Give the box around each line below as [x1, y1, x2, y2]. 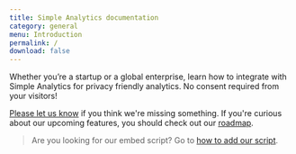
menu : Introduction [9, 30, 83, 39]
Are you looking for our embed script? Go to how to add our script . [31, 135, 279, 146]
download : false [9, 47, 70, 56]
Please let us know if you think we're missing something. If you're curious [9, 108, 283, 119]
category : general [9, 22, 78, 31]
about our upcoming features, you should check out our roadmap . [9, 118, 254, 129]
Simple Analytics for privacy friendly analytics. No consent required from [9, 81, 280, 92]
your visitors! [9, 91, 58, 102]
